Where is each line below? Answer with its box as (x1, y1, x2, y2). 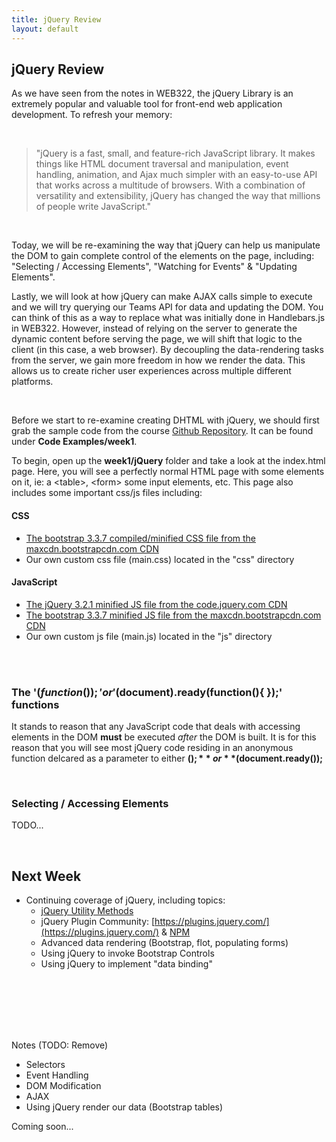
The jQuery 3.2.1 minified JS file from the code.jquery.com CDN (25, 598, 288, 610)
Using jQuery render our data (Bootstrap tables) (25, 1101, 224, 1113)
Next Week (11, 867, 82, 885)
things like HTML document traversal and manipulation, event (35, 158, 289, 170)
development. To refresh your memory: (11, 109, 173, 121)
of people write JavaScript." (35, 201, 151, 213)
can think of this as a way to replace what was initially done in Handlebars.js (11, 312, 326, 324)
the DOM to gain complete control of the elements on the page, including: (11, 250, 315, 262)
